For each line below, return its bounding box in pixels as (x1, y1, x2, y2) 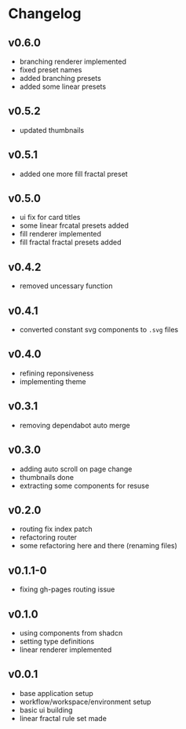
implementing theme (19, 376, 86, 386)
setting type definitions (19, 636, 95, 646)
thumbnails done (19, 472, 75, 482)
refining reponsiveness (19, 368, 94, 378)
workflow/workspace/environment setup (19, 697, 151, 706)
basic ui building (19, 705, 73, 715)
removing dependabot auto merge (19, 420, 131, 430)
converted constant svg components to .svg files (19, 325, 179, 335)
